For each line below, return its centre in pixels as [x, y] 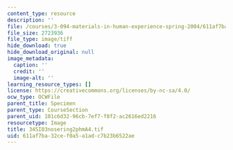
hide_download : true [37, 46]
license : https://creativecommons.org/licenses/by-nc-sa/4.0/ [99, 91]
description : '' [31, 20]
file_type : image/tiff [40, 39]
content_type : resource [42, 13]
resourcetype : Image [37, 123]
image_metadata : [31, 59]
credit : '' [29, 71]
